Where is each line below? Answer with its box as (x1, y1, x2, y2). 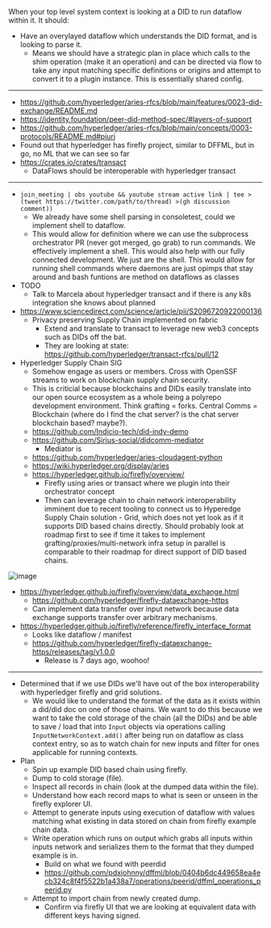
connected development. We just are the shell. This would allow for (31, 255, 256, 264)
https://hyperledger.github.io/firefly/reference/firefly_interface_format (19, 622, 252, 631)
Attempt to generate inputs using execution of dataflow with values (31, 808, 256, 817)
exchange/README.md (19, 106, 98, 116)
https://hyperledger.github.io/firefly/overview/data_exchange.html (19, 587, 240, 597)
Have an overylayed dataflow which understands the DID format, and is (19, 32, 257, 40)
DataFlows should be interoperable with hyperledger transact (31, 166, 236, 175)
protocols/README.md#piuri (19, 132, 115, 141)
